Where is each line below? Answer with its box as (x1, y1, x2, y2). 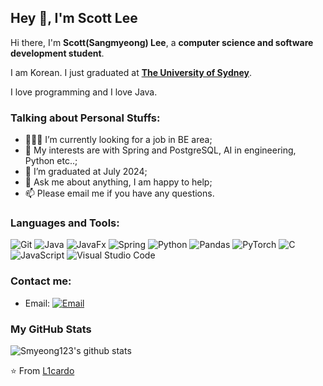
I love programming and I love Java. (10, 86, 158, 98)
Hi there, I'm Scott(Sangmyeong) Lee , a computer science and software (10, 36, 314, 48)
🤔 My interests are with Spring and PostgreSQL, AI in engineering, (24, 144, 297, 156)
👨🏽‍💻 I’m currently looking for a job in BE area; (24, 134, 213, 146)
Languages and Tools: (10, 216, 120, 230)
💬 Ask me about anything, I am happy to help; (24, 176, 213, 188)
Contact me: (10, 274, 72, 288)
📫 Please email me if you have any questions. (24, 187, 215, 200)
